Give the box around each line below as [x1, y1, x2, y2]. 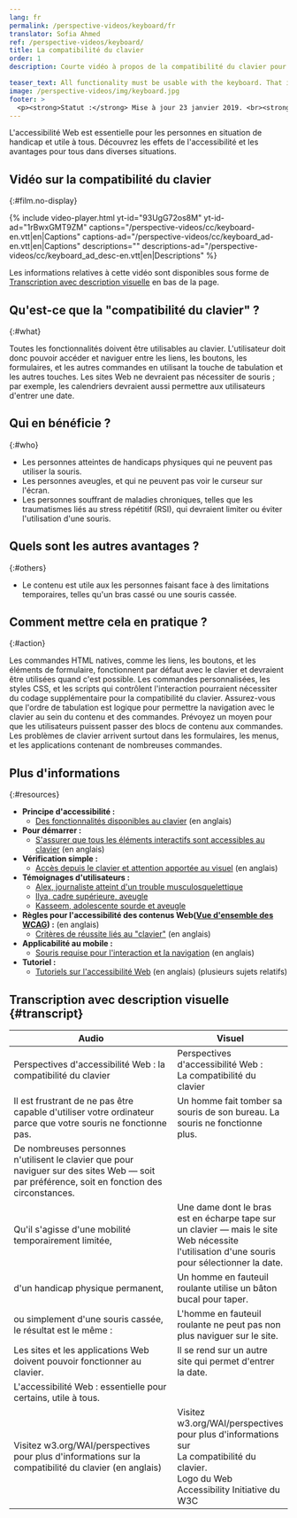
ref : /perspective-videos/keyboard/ [9, 37, 144, 47]
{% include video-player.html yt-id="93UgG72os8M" [9, 213, 202, 223]
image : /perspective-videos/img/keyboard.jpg [9, 86, 179, 96]
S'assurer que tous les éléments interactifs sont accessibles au [34, 835, 265, 845]
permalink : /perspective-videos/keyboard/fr [9, 21, 176, 30]
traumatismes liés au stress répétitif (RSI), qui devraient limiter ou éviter [21, 503, 283, 514]
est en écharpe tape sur [176, 1212, 277, 1225]
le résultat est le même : [13, 1324, 113, 1336]
